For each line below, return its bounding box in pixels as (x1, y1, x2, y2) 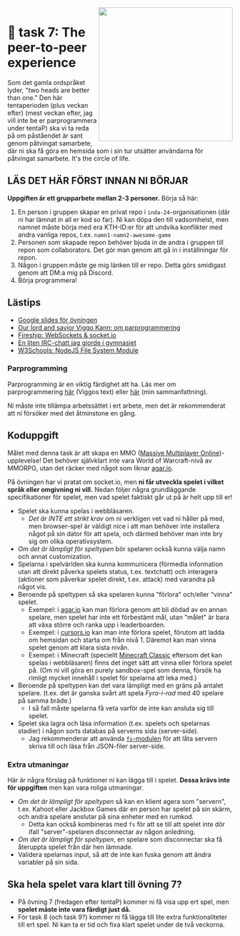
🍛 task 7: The (7, 24, 86, 41)
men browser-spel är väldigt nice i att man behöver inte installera (28, 521, 220, 530)
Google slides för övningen (17, 316, 98, 324)
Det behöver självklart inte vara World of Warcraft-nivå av (42, 456, 212, 465)
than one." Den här (7, 93, 63, 102)
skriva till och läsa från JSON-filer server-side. (28, 742, 166, 750)
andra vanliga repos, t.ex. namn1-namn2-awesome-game (17, 230, 171, 238)
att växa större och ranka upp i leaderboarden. (28, 620, 166, 629)
